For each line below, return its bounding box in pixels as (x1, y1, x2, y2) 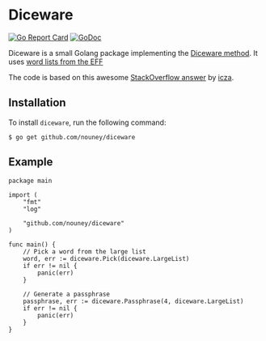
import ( (8, 190, 38, 199)
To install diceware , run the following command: (8, 117, 167, 127)
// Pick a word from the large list (23, 247, 147, 256)
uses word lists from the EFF (8, 57, 103, 66)
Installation (8, 96, 66, 110)
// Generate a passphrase (23, 290, 111, 298)
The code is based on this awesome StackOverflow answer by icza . (8, 72, 234, 82)
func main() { (8, 241, 57, 249)
